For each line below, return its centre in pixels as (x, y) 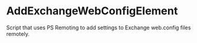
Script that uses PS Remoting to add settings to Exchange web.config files (99, 27)
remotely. (18, 33)
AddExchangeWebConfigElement (92, 11)
